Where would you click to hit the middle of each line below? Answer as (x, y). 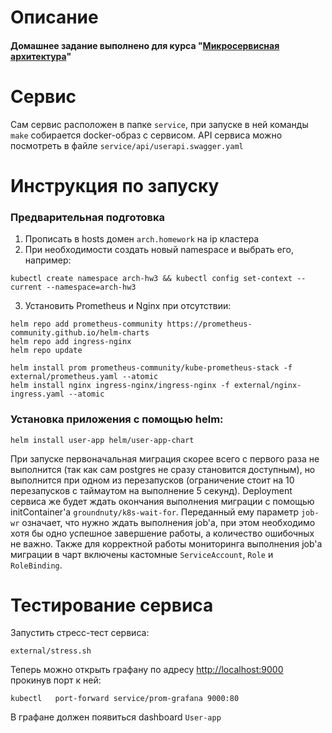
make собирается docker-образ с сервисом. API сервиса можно (146, 135)
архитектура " (41, 56)
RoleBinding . (36, 565)
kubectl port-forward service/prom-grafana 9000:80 (125, 699)
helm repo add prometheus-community (86, 324)
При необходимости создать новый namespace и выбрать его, (159, 250)
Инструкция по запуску (115, 185)
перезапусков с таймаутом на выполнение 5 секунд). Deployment (151, 490)
